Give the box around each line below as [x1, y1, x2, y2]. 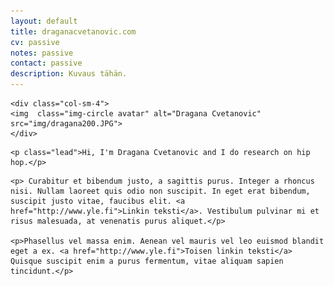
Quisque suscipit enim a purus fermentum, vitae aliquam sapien [10, 256, 284, 266]
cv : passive [10, 37, 60, 47]
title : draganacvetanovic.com [10, 26, 137, 37]
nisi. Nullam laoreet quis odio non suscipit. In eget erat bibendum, [10, 186, 311, 196]
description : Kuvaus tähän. [10, 69, 128, 79]
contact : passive [10, 58, 83, 69]
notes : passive [10, 48, 74, 58]
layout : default [10, 16, 78, 26]
